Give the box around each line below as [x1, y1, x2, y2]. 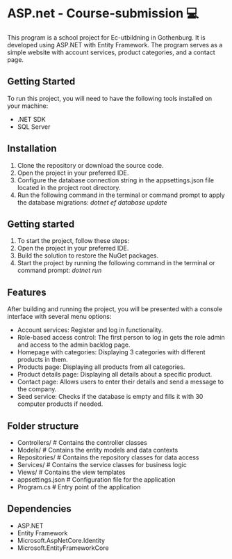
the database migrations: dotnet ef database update [17, 198, 168, 206]
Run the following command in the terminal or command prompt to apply [17, 191, 225, 199]
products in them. [17, 356, 68, 364]
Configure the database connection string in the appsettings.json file [17, 175, 214, 184]
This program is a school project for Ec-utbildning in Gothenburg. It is [7, 33, 206, 42]
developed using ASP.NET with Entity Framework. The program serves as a [7, 40, 223, 49]
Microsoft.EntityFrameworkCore [17, 544, 109, 552]
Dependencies [7, 503, 72, 515]
